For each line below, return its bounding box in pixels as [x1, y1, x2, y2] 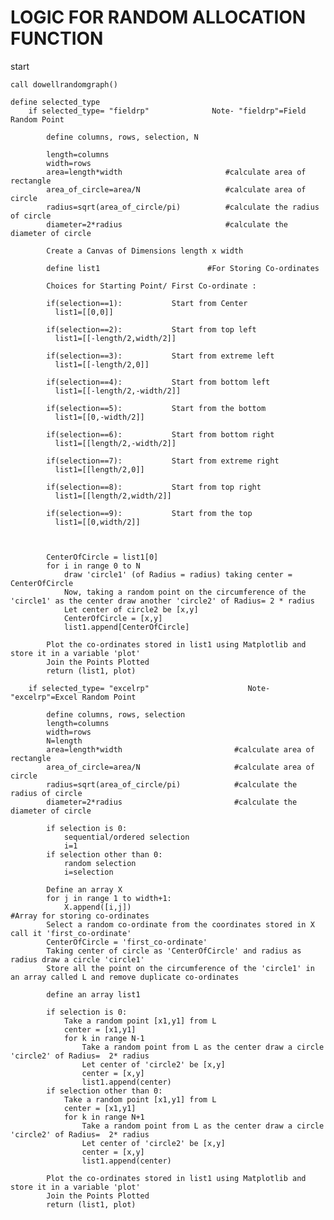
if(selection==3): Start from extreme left [46, 351, 275, 361]
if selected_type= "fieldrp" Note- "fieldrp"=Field [28, 106, 307, 116]
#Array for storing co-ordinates [10, 911, 150, 921]
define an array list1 [46, 989, 141, 1000]
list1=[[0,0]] [54, 307, 114, 317]
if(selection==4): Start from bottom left [46, 377, 271, 387]
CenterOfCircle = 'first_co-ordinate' [46, 937, 208, 947]
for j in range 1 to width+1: [46, 893, 172, 903]
